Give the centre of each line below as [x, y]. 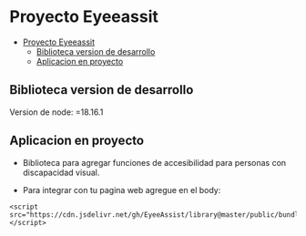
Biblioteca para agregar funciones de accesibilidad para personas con [154, 162]
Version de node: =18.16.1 [56, 112]
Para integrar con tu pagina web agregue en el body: [122, 190]
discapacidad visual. [61, 172]
